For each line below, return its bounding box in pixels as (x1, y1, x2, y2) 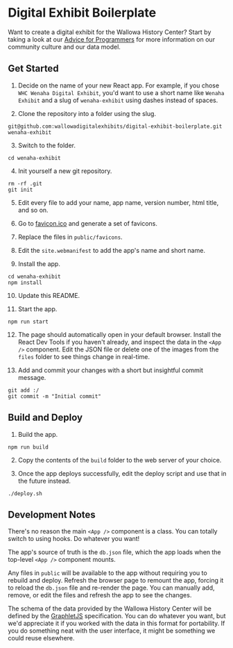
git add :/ (8, 387, 40, 394)
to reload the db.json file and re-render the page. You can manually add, (8, 583, 215, 592)
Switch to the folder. (17, 141, 76, 149)
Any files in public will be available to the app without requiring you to (8, 569, 207, 577)
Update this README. (17, 291, 80, 299)
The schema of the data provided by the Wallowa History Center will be (8, 604, 212, 613)
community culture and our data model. (8, 42, 121, 51)
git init (8, 186, 33, 193)
